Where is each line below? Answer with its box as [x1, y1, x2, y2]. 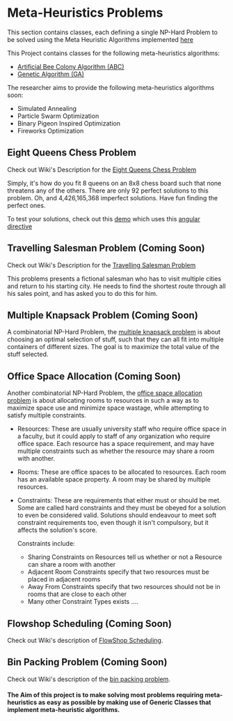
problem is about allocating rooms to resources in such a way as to [7, 396, 200, 405]
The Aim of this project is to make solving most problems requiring [7, 691, 204, 699]
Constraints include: [17, 540, 75, 548]
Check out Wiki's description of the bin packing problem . [7, 675, 170, 683]
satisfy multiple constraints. [7, 411, 87, 419]
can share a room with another [27, 560, 116, 569]
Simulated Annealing [17, 104, 77, 112]
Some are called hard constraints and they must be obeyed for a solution [17, 504, 226, 512]
